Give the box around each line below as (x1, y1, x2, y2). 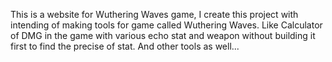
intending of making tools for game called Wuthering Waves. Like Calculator (10, 19, 323, 31)
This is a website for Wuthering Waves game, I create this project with (10, 9, 299, 20)
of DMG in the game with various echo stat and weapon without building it (10, 30, 316, 41)
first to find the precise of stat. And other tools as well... (10, 40, 240, 52)
